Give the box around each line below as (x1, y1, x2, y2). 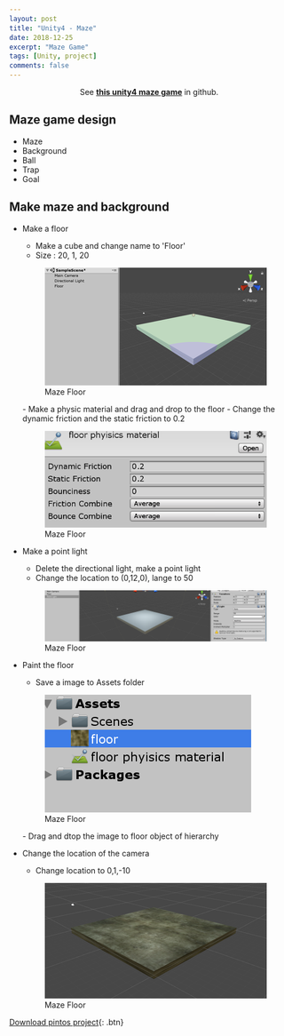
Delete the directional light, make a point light (35, 563, 201, 574)
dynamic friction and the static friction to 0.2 (21, 413, 185, 424)
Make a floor (21, 223, 69, 234)
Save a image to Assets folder (35, 677, 145, 688)
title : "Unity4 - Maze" (9, 23, 98, 33)
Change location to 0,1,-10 (35, 865, 131, 876)
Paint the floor (21, 660, 75, 671)
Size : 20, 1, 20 (35, 250, 90, 260)
